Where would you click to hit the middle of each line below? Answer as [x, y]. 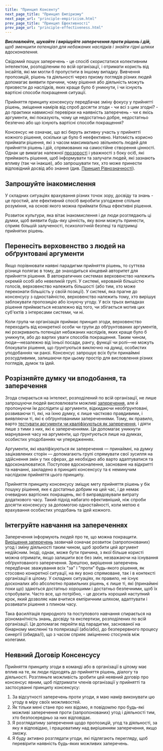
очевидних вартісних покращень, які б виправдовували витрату [72, 494]
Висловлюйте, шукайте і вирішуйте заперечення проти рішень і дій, [78, 41]
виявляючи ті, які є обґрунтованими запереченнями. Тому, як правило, [79, 418]
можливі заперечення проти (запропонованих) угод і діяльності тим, [84, 712]
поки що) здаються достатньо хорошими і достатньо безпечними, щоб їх [81, 589]
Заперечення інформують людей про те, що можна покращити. [71, 537]
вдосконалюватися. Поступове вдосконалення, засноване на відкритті [79, 464]
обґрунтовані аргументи [45, 254]
